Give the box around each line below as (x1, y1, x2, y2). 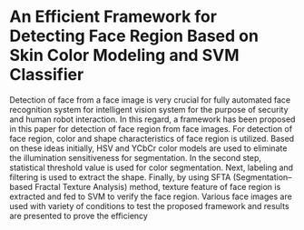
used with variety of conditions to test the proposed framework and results (9, 200, 289, 211)
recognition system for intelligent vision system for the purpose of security (9, 104, 289, 115)
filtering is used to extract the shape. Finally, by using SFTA (9, 171, 231, 183)
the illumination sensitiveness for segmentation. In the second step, (9, 152, 261, 163)
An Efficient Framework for (9, 6, 218, 27)
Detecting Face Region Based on (9, 25, 259, 46)
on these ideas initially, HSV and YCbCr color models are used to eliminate (9, 143, 288, 154)
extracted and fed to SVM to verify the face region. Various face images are (9, 191, 292, 202)
